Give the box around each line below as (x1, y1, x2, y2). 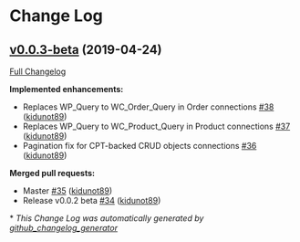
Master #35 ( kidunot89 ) (22, 185, 113, 196)
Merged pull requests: (9, 168, 96, 178)
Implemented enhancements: (9, 84, 124, 94)
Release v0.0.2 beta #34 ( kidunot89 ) (22, 195, 161, 205)
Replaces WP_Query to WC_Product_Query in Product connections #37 (22, 121, 291, 132)
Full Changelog (9, 66, 67, 77)
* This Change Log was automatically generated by (9, 213, 204, 224)
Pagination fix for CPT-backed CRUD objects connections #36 (22, 141, 257, 151)
